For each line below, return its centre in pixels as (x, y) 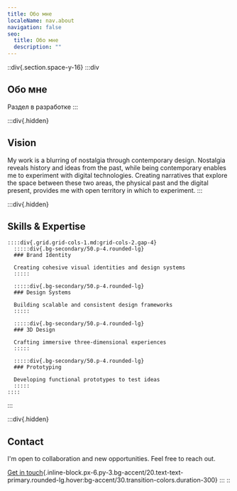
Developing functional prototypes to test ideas (87, 380)
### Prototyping (38, 367)
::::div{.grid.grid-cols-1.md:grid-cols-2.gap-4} (82, 243)
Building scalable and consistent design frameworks (93, 305)
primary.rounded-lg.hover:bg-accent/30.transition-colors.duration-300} (113, 480)
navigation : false (34, 27)
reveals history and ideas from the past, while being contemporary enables (117, 167)
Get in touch (26, 472)
